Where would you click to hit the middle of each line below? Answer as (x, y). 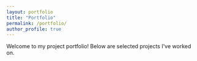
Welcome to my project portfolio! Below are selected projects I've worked (99, 46)
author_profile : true (34, 29)
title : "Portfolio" (31, 18)
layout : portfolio (30, 12)
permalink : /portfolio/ (37, 23)
